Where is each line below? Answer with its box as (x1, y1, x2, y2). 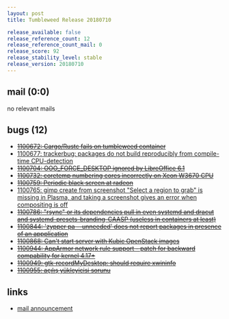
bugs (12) (7, 124, 48, 136)
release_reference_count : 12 (7, 35, 90, 42)
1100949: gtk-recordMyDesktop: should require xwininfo (16, 259, 176, 268)
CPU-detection (31, 157, 74, 165)
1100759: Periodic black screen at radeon (16, 179, 133, 187)
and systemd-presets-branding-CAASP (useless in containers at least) (16, 215, 217, 224)
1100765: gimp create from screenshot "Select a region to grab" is (16, 186, 203, 194)
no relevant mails (7, 104, 55, 113)
